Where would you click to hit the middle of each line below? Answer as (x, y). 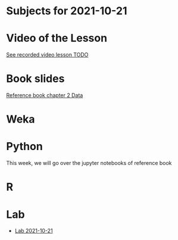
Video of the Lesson (57, 38)
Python (24, 147)
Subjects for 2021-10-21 (67, 11)
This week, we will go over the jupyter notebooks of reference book (89, 163)
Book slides (35, 79)
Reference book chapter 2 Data (45, 95)
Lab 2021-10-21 (34, 231)
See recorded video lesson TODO (47, 55)
